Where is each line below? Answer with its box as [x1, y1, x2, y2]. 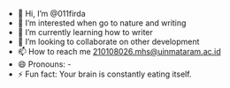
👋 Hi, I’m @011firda [17, 9, 86, 18]
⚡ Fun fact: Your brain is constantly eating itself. [17, 69, 192, 79]
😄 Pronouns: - [17, 59, 72, 70]
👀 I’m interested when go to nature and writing [17, 18, 187, 28]
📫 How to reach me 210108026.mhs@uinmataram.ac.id [17, 47, 221, 56]
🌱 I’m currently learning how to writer [17, 27, 153, 37]
